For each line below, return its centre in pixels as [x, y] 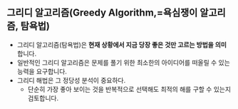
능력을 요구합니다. [42, 71]
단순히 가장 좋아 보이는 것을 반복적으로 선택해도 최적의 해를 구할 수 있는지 [129, 89]
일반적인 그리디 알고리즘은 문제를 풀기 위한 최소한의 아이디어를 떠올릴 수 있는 [124, 62]
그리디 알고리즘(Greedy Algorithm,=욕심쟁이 [102, 13]
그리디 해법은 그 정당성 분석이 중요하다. [71, 80]
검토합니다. [43, 98]
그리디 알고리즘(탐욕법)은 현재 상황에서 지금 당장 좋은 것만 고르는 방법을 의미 [122, 44]
